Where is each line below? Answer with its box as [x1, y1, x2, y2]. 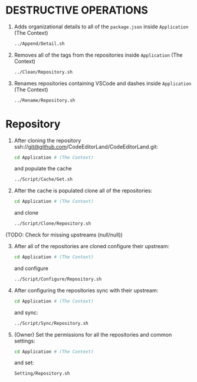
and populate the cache [14, 165, 72, 172]
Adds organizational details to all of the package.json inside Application [14, 23, 189, 30]
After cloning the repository [14, 137, 81, 144]
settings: [14, 337, 36, 344]
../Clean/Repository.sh [14, 69, 73, 75]
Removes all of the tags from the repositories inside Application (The [14, 51, 183, 58]
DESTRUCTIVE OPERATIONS [5, 4, 149, 17]
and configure [14, 265, 48, 272]
